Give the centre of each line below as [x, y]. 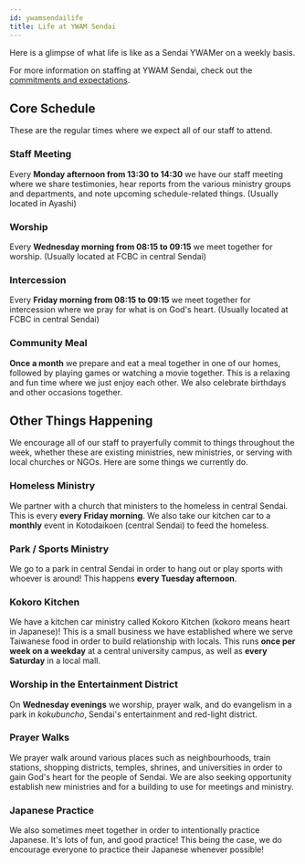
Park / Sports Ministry [59, 549]
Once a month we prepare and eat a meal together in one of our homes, [145, 363]
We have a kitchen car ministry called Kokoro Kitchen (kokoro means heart [150, 622]
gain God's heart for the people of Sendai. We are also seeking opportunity [151, 776]
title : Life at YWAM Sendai [63, 26]
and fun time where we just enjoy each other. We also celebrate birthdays [148, 382]
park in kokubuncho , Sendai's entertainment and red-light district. [133, 714]
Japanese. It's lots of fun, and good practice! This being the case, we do [146, 840]
